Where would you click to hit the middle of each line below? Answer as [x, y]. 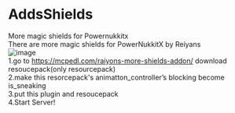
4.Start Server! [32, 102]
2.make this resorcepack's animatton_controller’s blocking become [117, 77]
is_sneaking [27, 85]
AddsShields [51, 14]
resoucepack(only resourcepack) [62, 69]
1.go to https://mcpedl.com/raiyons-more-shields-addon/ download [118, 61]
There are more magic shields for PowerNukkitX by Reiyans [105, 44]
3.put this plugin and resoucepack [64, 94]
